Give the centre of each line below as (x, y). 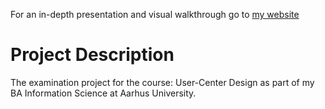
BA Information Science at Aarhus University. (103, 93)
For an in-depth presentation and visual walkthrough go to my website (155, 14)
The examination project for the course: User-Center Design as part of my (162, 82)
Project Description (92, 55)
